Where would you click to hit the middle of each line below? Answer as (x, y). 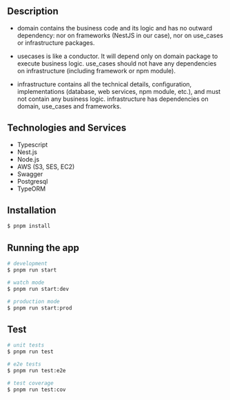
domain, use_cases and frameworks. (69, 106)
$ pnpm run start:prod (40, 308)
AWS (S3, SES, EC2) (46, 166)
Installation (32, 210)
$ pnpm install (29, 226)
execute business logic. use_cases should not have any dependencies (117, 63)
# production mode (33, 301)
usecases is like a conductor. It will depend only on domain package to (117, 56)
